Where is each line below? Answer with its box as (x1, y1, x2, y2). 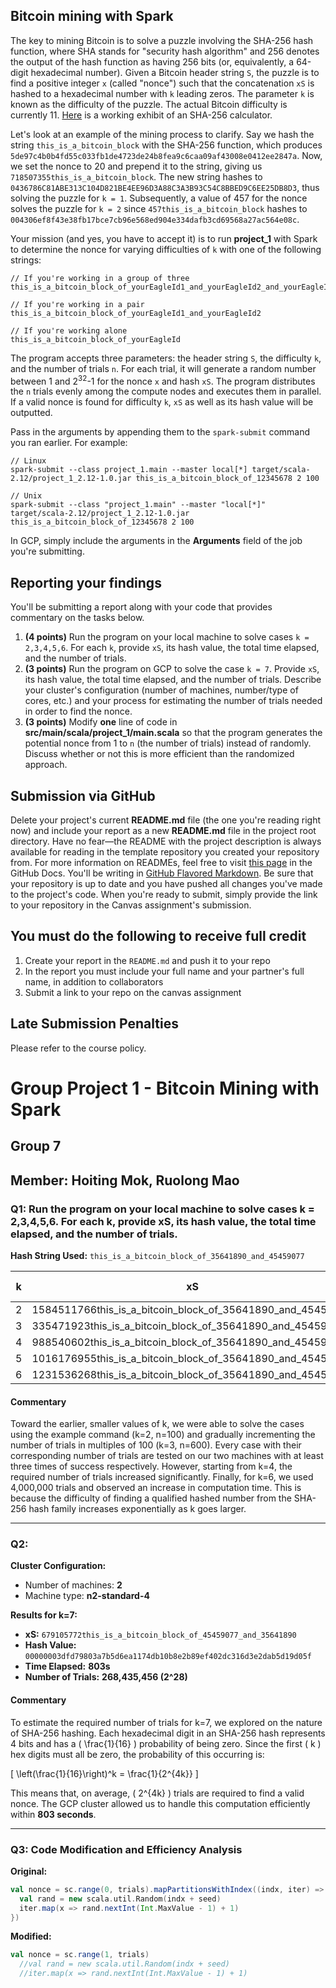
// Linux (10, 456, 47, 466)
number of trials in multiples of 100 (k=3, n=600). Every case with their (10, 1439, 302, 1451)
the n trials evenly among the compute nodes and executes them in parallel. (10, 385, 322, 398)
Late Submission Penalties (10, 1015, 179, 1033)
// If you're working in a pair (10, 299, 145, 309)
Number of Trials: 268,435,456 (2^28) (24, 1671, 188, 1683)
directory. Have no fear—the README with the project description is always (10, 835, 322, 848)
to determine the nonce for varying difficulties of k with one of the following (10, 243, 322, 255)
